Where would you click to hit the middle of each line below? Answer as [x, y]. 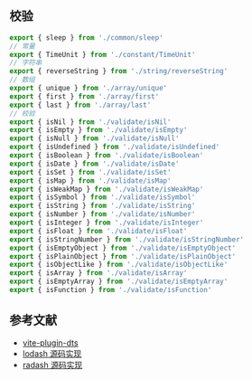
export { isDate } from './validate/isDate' [94, 164]
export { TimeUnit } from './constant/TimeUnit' [103, 54]
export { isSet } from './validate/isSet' [90, 172]
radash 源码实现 [52, 365]
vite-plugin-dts [50, 343]
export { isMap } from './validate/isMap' [90, 180]
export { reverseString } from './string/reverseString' [119, 71]
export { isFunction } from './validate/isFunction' [111, 290]
